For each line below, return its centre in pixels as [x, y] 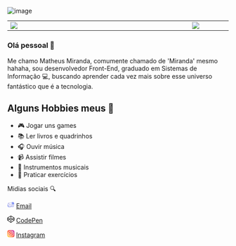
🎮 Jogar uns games [47, 126]
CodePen [29, 221]
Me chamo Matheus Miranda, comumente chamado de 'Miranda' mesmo [113, 60]
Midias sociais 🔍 [32, 189]
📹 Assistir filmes [42, 157]
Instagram [31, 235]
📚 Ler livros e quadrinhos [55, 136]
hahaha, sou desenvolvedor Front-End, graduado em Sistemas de [102, 68]
